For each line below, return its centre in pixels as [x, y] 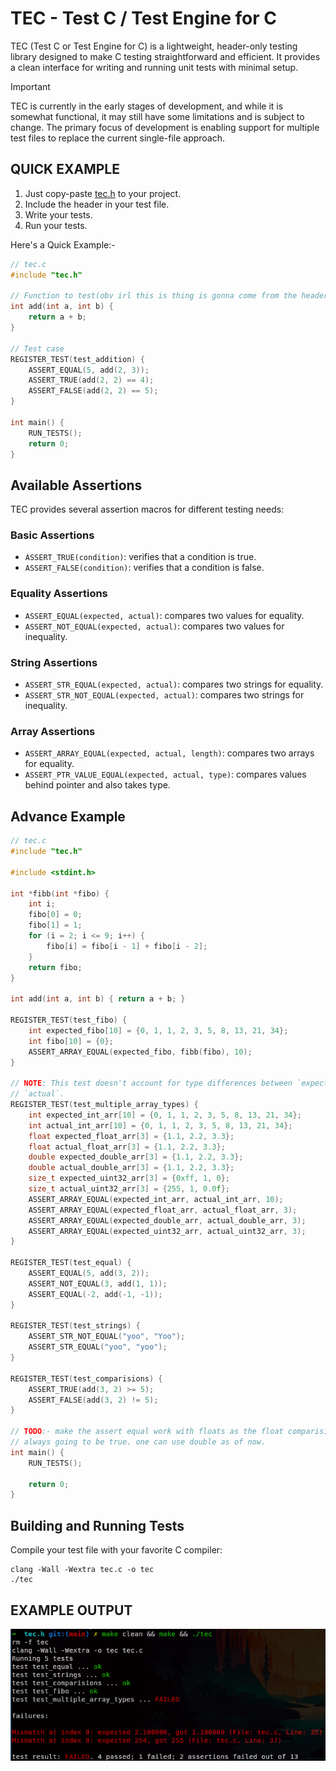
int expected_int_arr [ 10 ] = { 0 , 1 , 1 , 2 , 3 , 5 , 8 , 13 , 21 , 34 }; [165, 1115]
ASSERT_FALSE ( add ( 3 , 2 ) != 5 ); [93, 1400]
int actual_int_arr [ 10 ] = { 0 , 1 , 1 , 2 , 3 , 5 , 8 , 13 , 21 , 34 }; [160, 1125]
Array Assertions [53, 731]
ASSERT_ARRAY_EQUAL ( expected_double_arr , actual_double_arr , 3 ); [167, 1220]
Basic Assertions [52, 535]
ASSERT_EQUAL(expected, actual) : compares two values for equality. [164, 615]
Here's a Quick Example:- [63, 244]
